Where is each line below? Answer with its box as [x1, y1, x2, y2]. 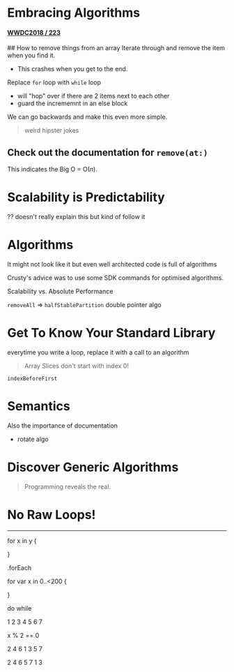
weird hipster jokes [24, 126, 79, 135]
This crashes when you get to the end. [17, 65, 128, 73]
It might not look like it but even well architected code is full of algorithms [7, 260, 217, 269]
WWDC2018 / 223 [7, 28, 61, 36]
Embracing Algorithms [7, 5, 141, 21]
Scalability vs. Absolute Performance [7, 288, 114, 296]
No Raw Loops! [7, 507, 96, 523]
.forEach [7, 563, 32, 572]
